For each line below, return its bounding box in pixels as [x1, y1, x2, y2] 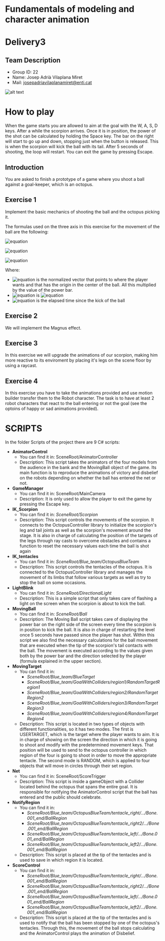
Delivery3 [5, 36, 46, 48]
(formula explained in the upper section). [19, 658, 102, 664]
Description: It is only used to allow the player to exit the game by [19, 496, 152, 502]
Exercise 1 [5, 196, 37, 204]
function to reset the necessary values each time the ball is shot [19, 543, 149, 549]
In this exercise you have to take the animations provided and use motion [5, 390, 153, 396]
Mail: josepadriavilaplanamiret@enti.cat [12, 80, 92, 86]
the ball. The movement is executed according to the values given [19, 648, 153, 654]
